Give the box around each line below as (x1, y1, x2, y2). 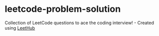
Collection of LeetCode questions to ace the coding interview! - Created (5, 20, 154, 26)
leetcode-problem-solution (5, 3, 121, 15)
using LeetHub (5, 25, 35, 31)
